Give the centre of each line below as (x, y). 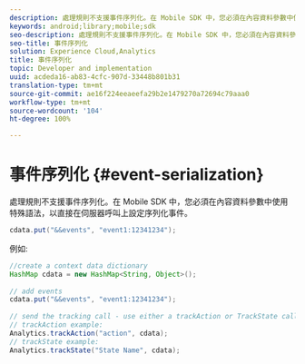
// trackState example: (54, 341)
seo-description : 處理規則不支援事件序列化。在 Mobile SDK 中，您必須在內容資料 (150, 34)
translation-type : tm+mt (56, 85)
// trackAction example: (56, 325)
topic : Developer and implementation (81, 69)
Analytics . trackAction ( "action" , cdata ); (89, 333)
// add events (36, 291)
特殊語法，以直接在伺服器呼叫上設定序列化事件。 (101, 213)
